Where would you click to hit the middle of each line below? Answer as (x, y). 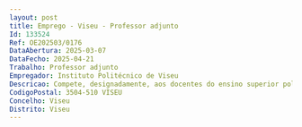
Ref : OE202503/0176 (46, 42)
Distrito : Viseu (40, 109)
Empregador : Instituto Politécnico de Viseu (94, 76)
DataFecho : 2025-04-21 (52, 59)
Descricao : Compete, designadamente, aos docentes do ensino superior (144, 84)
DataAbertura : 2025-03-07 (58, 51)
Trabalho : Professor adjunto (64, 68)
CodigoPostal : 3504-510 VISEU (66, 92)
